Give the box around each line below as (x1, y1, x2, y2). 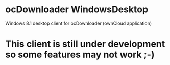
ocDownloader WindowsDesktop (5, 4, 149, 15)
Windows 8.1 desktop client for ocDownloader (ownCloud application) (5, 20, 152, 26)
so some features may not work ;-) (5, 49, 155, 60)
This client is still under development (5, 38, 165, 50)
